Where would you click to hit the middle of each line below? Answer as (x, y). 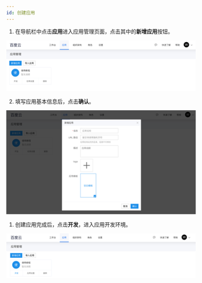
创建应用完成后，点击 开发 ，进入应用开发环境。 (73, 225)
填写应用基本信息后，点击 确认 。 (54, 102)
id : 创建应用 (21, 13)
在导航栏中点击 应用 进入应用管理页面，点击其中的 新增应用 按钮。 (94, 31)
